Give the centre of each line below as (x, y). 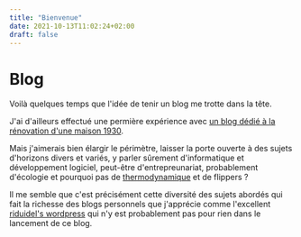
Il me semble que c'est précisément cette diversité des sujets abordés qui (146, 195)
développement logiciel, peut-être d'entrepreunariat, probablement (134, 168)
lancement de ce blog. (51, 223)
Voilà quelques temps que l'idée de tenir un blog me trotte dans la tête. (141, 104)
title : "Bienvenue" (46, 18)
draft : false (34, 34)
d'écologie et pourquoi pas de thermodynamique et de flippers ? (129, 178)
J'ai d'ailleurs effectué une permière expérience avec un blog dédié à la (142, 122)
